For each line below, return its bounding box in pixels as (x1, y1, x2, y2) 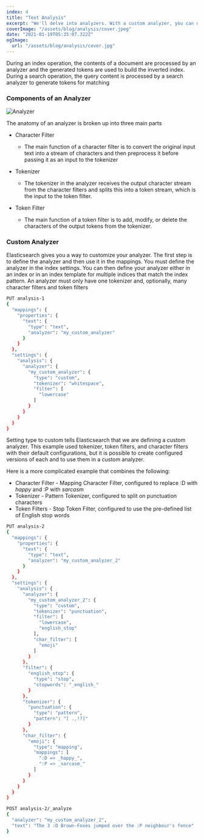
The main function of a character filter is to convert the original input (24, 143, 195, 151)
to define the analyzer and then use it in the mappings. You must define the (6, 258, 194, 265)
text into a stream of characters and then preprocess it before (24, 150, 179, 157)
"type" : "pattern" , (33, 710, 83, 716)
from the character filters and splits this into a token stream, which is (24, 186, 196, 193)
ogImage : (6, 37, 29, 43)
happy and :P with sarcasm (15, 486, 84, 493)
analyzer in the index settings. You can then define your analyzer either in (6, 264, 191, 272)
